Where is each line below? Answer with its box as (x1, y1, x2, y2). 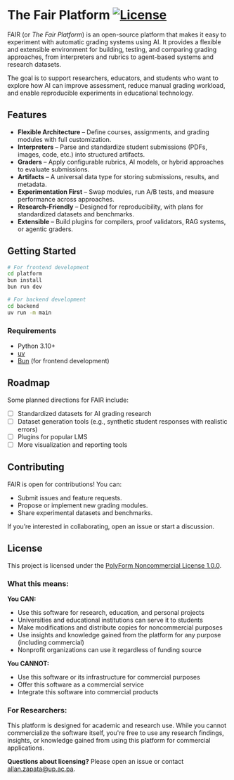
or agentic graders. (17, 225, 74, 233)
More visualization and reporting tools (17, 440, 128, 449)
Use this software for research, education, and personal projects (17, 608, 205, 616)
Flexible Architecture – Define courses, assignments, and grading (17, 127, 209, 136)
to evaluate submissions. (17, 165, 90, 174)
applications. (7, 743, 44, 752)
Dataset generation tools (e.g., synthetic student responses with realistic (17, 417, 228, 425)
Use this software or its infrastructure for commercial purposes (17, 672, 200, 681)
